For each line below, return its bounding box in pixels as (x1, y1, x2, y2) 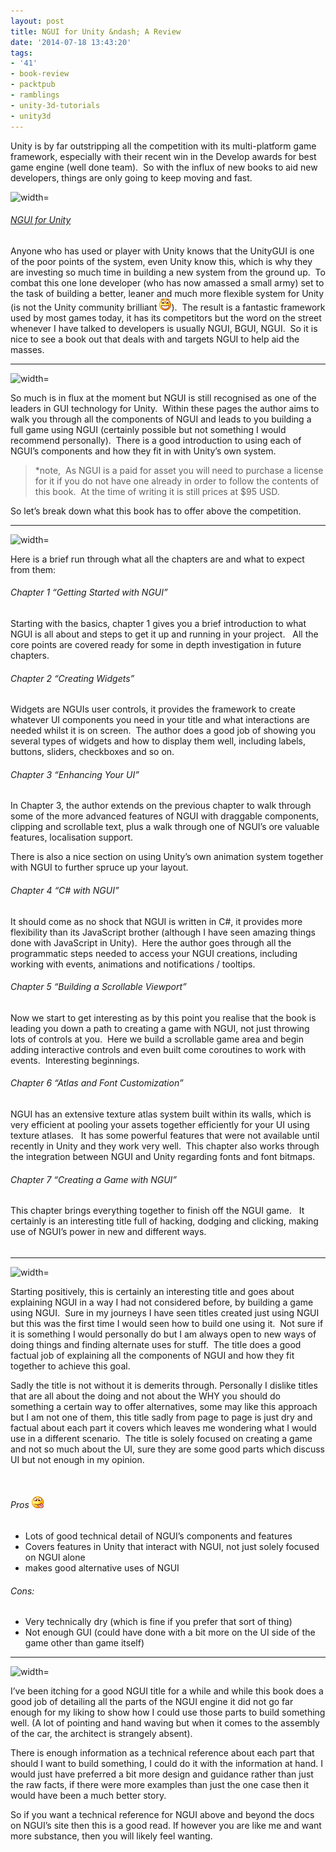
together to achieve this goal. (10, 1360, 131, 1372)
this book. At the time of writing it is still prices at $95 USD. (34, 485, 280, 497)
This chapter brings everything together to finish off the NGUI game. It (10, 1205, 305, 1217)
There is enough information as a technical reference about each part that (10, 1747, 315, 1759)
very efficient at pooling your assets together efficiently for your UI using (10, 1118, 310, 1130)
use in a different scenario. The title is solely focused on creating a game (10, 1432, 313, 1444)
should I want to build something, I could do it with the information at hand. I (10, 1758, 324, 1770)
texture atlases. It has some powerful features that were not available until (10, 1129, 320, 1141)
